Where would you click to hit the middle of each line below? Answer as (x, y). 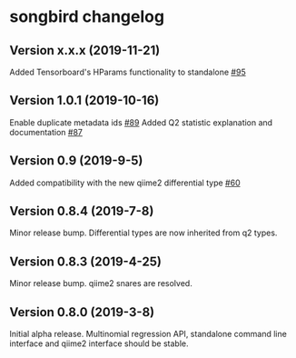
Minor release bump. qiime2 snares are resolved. (101, 283)
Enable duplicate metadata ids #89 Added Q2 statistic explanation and (141, 122)
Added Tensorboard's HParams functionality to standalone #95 (128, 72)
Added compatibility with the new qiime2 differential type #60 (125, 183)
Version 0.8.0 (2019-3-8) (82, 312)
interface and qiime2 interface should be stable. (99, 343)
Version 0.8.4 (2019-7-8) (82, 211)
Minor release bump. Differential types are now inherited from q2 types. (143, 233)
